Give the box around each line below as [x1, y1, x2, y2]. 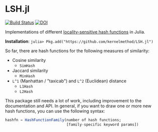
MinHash [19, 74, 35, 78]
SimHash [19, 63, 35, 68]
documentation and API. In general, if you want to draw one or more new [5, 103, 152, 109]
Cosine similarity [12, 57, 46, 63]
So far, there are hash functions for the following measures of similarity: [5, 48, 150, 54]
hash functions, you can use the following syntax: [5, 108, 105, 114]
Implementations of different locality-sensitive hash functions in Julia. [5, 29, 145, 35]
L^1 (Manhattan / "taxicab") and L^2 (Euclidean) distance [12, 78, 127, 84]
